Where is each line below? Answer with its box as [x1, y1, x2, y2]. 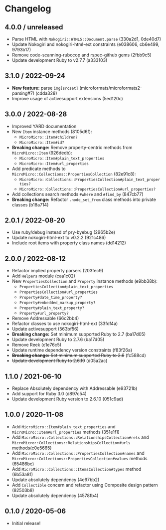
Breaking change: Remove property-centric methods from [11, 144, 133, 150]
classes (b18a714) [11, 201, 49, 207]
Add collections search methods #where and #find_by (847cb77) [11, 191, 144, 197]
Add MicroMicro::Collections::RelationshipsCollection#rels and [11, 434, 149, 440]
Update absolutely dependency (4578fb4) [11, 492, 99, 499]
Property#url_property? [19, 311, 69, 316]
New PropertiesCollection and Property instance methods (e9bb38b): [11, 278, 158, 284]
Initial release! [11, 520, 41, 526]
